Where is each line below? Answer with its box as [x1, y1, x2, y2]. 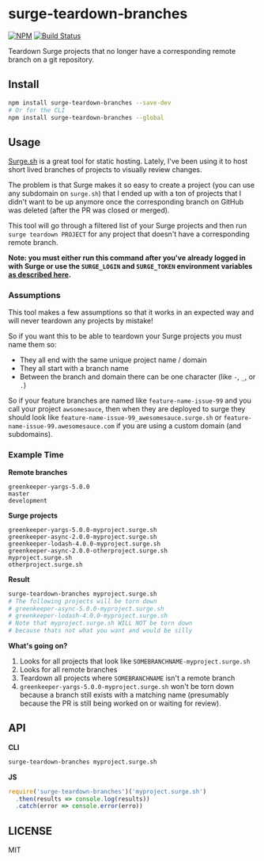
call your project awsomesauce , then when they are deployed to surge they [8, 404, 246, 414]
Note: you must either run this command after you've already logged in [8, 253, 247, 262]
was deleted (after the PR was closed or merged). [8, 205, 170, 215]
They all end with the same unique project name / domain [19, 355, 207, 365]
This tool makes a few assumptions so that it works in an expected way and [8, 308, 255, 317]
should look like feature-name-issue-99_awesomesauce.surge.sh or [8, 413, 222, 423]
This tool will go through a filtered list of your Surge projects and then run [8, 221, 247, 231]
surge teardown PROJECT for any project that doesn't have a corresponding [8, 229, 251, 239]
